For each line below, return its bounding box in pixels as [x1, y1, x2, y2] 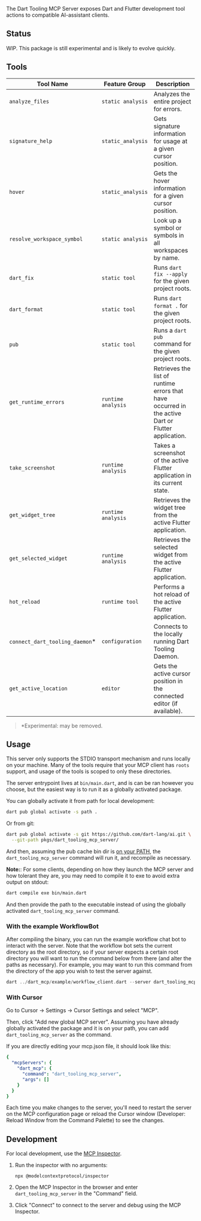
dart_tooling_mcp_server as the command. [6, 1031, 112, 1039]
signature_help [9, 138, 53, 144]
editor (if [153, 699, 178, 708]
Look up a [153, 216, 182, 224]
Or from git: [6, 820, 35, 827]
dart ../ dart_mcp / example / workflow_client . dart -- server [6, 979, 151, 985]
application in [153, 471, 191, 479]
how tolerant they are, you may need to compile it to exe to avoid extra [6, 872, 180, 879]
